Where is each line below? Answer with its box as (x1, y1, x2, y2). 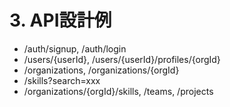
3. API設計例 (9, 9, 112, 32)
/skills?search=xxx (23, 74, 101, 86)
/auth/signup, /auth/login (23, 42, 127, 55)
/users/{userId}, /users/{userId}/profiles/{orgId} (23, 53, 221, 65)
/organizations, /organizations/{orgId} (23, 64, 180, 76)
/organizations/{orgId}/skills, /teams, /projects (23, 85, 214, 97)
